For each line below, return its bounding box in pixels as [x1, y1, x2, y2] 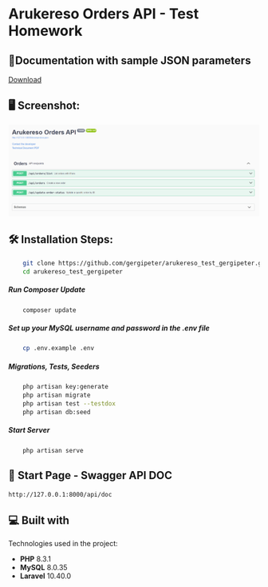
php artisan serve [22, 446, 84, 454]
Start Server [8, 425, 50, 435]
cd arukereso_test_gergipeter [22, 267, 124, 276]
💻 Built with [8, 513, 70, 527]
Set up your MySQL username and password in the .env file [8, 323, 210, 333]
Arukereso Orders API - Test [8, 5, 199, 23]
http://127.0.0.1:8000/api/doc [8, 491, 112, 499]
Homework [8, 22, 83, 40]
